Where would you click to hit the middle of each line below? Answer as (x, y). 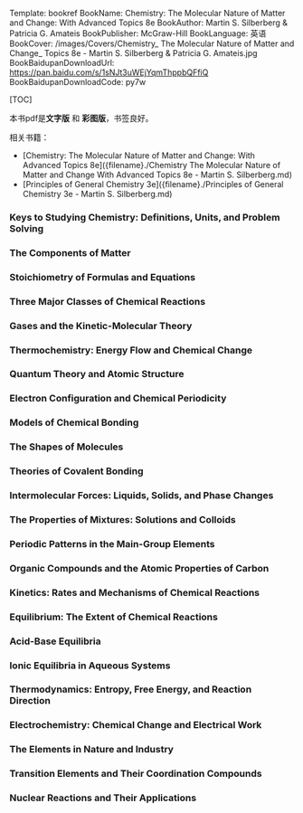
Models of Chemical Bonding (74, 422)
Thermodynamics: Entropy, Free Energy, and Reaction (131, 689)
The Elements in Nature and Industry (92, 750)
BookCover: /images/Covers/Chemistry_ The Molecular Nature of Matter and (152, 43)
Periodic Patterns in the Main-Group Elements (112, 544)
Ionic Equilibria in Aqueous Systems (90, 666)
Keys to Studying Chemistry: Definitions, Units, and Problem (145, 217)
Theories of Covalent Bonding (76, 471)
